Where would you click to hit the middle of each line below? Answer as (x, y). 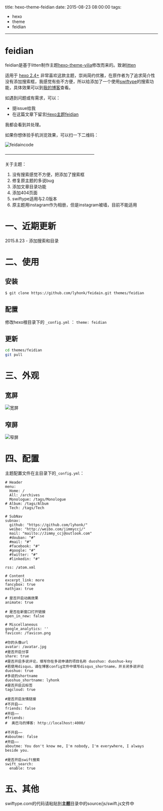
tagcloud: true (20, 689)
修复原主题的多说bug (33, 180)
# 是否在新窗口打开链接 (25, 612)
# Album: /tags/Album (27, 503)
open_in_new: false (25, 616)
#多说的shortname (21, 676)
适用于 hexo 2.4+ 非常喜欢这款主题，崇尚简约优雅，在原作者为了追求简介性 (80, 75)
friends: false (20, 708)
